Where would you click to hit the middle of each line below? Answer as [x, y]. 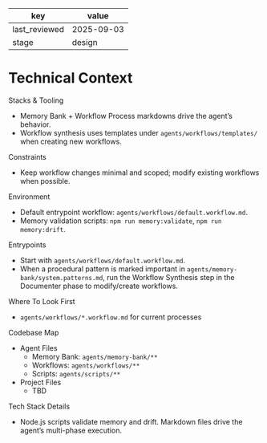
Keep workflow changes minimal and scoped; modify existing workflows [140, 173]
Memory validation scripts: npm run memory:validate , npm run [121, 221]
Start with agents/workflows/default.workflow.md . [103, 260]
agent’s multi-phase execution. [71, 430]
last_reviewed [38, 29]
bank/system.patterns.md [61, 278]
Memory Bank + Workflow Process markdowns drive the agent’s [126, 116]
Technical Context [71, 78]
